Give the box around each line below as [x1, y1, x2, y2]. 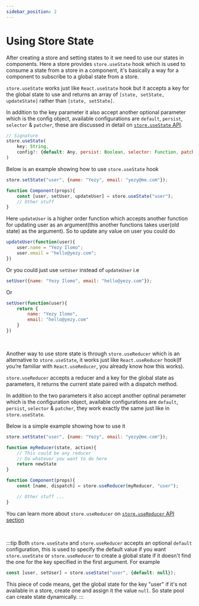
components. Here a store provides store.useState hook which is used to [6, 60, 186, 67]
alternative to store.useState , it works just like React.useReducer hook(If [6, 356, 182, 363]
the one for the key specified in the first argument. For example [6, 558, 161, 565]
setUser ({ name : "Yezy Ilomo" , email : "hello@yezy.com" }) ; [6, 277, 152, 284]
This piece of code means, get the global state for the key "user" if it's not [6, 580, 187, 588]
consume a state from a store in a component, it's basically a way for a [6, 67, 179, 74]
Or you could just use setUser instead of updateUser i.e [6, 266, 139, 273]
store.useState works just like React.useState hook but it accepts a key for [6, 84, 190, 91]
